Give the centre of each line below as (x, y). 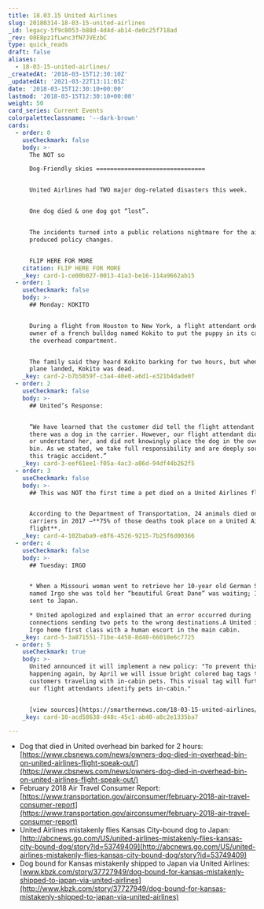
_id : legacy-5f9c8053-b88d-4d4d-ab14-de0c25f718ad (93, 30)
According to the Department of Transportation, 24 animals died (138, 514)
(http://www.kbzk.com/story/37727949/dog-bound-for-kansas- (123, 889)
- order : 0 (33, 132)
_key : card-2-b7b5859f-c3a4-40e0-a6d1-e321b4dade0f (108, 376)
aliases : (22, 60)
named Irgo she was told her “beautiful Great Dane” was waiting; (140, 594)
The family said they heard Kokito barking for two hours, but (135, 362)
